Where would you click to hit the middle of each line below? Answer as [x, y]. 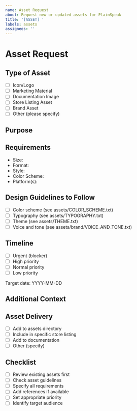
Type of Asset [28, 73]
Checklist [21, 362]
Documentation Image [36, 97]
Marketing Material [32, 91]
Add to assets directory [37, 328]
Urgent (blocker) [30, 256]
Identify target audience [38, 403]
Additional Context [36, 299]
